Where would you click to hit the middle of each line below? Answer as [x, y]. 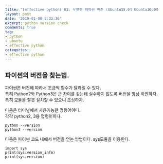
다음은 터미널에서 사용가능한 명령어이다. [43, 110]
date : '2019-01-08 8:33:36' [34, 18]
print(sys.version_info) [30, 153]
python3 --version [24, 130]
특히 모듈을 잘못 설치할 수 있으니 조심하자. [45, 100]
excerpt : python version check [37, 23]
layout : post [18, 14]
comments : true [20, 28]
